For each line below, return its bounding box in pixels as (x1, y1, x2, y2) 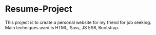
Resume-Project (5, 3, 73, 15)
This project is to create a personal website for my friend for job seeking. (5, 19, 152, 25)
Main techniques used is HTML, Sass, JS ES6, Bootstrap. (5, 24, 119, 30)
